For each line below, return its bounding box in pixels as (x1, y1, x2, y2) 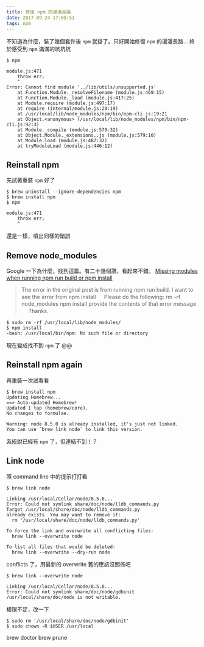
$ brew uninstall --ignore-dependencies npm (6, 189, 121, 195)
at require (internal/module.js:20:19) (17, 106, 119, 112)
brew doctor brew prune (6, 634, 68, 641)
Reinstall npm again (6, 360, 83, 370)
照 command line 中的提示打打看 (6, 472, 88, 480)
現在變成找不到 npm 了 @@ (6, 342, 72, 349)
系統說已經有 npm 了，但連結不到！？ (6, 438, 98, 445)
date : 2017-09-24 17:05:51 (6, 15, 75, 21)
